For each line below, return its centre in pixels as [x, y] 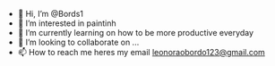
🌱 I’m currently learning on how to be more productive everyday [135, 33]
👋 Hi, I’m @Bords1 [50, 14]
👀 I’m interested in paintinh [67, 23]
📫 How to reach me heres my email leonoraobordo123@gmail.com [142, 52]
